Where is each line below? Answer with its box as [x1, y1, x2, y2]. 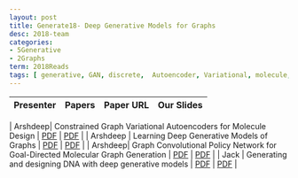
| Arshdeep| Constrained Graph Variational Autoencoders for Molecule [9, 120, 266, 131]
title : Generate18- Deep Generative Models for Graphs [9, 21, 216, 30]
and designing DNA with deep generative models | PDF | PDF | [9, 159, 238, 169]
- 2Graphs [9, 54, 46, 63]
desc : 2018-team [9, 29, 69, 38]
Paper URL [103, 98, 149, 111]
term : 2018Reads [9, 63, 69, 72]
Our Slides [157, 98, 203, 111]
